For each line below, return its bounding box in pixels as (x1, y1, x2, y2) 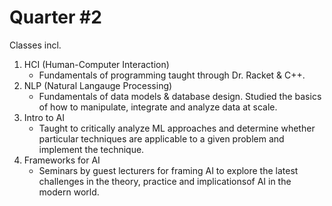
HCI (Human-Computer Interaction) (23, 58, 170, 70)
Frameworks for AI (23, 154, 101, 166)
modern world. (38, 186, 100, 198)
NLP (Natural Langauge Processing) (23, 79, 173, 91)
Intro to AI (23, 111, 65, 123)
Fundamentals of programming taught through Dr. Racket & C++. (38, 69, 306, 81)
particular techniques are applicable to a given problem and (38, 132, 285, 145)
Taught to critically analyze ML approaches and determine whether (38, 122, 316, 134)
